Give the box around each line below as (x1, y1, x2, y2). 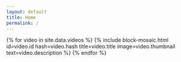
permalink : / (6, 20, 39, 26)
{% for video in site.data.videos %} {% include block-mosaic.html (6, 37, 169, 44)
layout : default (6, 8, 47, 15)
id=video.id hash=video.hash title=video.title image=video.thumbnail (6, 43, 176, 50)
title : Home (6, 14, 36, 20)
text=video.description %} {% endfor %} (6, 49, 107, 57)
